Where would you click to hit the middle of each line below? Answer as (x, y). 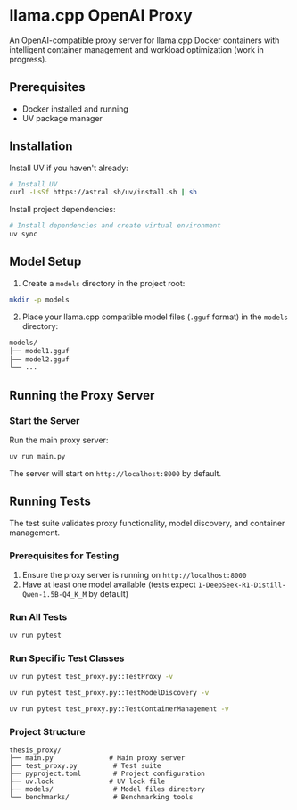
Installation (41, 147)
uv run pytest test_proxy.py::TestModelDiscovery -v (109, 693)
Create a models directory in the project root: (103, 283)
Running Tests (50, 502)
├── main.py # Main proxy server (97, 758)
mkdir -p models (39, 300)
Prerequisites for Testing (64, 556)
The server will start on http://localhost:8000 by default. (115, 473)
